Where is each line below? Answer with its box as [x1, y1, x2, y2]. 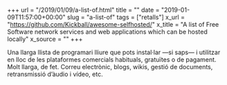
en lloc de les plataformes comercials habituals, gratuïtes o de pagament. [7, 56, 217, 64]
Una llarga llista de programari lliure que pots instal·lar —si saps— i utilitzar [7, 48, 221, 56]
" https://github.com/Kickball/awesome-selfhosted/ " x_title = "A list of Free [7, 21, 219, 28]
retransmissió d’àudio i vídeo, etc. [7, 70, 103, 78]
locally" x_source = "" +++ [7, 35, 83, 43]
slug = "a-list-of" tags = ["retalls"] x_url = [66, 13, 185, 21]
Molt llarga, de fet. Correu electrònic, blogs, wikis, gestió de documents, [7, 63, 213, 71]
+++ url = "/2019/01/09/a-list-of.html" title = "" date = [7, 6, 160, 14]
